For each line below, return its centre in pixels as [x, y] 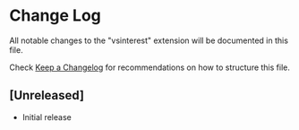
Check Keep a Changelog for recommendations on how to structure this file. [150, 67]
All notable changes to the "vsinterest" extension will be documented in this [149, 40]
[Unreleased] [47, 95]
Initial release [47, 117]
